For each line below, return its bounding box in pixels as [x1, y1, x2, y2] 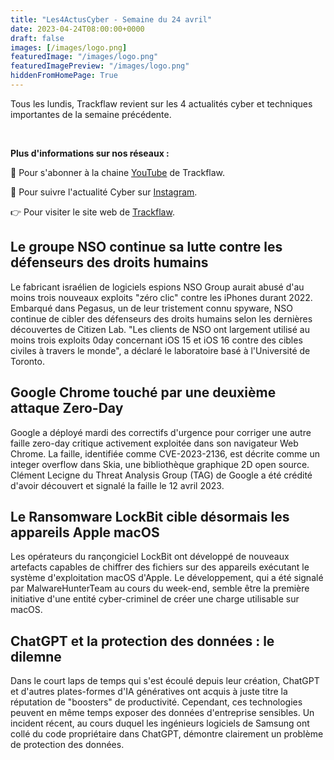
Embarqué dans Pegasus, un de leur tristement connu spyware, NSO [10, 302, 293, 314]
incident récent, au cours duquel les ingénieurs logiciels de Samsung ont [10, 717, 310, 730]
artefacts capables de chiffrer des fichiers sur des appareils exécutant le [10, 561, 310, 573]
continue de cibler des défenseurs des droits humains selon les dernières [10, 312, 313, 325]
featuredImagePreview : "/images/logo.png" [10, 61, 190, 71]
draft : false [10, 33, 65, 43]
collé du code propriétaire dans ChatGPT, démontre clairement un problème [10, 728, 324, 740]
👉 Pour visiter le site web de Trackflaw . [10, 206, 175, 218]
